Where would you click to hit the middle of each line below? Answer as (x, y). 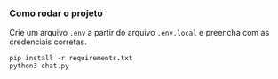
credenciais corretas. (48, 42)
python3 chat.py (39, 66)
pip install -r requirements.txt (71, 59)
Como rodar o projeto (56, 13)
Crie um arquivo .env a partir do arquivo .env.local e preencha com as (139, 33)
